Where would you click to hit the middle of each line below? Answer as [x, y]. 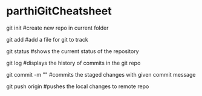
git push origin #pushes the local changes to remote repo [78, 86]
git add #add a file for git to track [47, 39]
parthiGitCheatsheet [59, 11]
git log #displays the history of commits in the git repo [73, 63]
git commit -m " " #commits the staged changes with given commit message [101, 74]
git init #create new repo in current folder [57, 28]
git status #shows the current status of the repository [73, 51]
